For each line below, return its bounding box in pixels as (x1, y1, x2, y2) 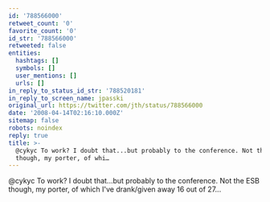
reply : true (8, 131, 48, 139)
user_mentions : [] (15, 72, 78, 80)
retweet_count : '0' (8, 19, 74, 27)
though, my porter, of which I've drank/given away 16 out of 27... (8, 184, 222, 194)
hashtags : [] (15, 57, 59, 65)
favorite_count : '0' (8, 27, 78, 35)
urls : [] (15, 79, 45, 87)
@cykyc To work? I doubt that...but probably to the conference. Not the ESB (8, 176, 260, 186)
